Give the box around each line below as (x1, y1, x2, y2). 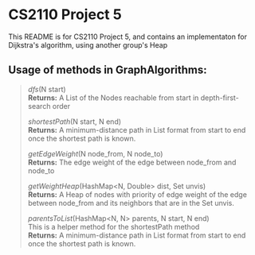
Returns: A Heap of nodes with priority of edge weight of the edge (27, 189, 247, 199)
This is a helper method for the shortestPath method (27, 222, 200, 231)
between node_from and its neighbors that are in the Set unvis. (27, 198, 235, 207)
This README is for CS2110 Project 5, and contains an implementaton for (8, 32, 247, 41)
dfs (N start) (27, 84, 66, 94)
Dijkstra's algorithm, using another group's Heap (8, 40, 168, 49)
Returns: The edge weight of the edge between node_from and (27, 157, 237, 167)
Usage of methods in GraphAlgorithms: (8, 64, 207, 77)
